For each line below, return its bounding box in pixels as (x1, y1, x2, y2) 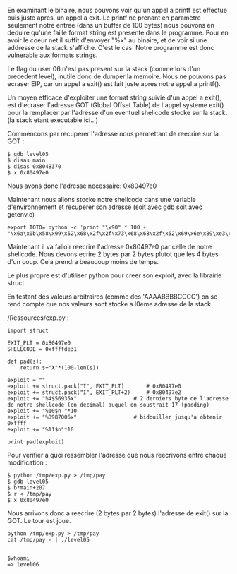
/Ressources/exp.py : (7, 313, 69, 322)
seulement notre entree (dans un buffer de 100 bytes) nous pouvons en (7, 21, 215, 29)
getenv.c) (7, 210, 35, 218)
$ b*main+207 (7, 484, 46, 491)
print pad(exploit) (7, 438, 65, 446)
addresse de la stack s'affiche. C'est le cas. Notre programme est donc (7, 44, 214, 52)
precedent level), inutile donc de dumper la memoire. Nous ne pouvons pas (7, 72, 226, 80)
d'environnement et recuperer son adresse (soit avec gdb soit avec (7, 203, 203, 211)
